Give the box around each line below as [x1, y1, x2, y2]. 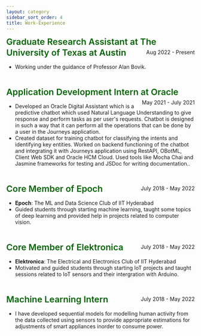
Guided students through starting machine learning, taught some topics [14, 206, 191, 213]
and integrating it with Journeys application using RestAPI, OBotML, [14, 148, 182, 155]
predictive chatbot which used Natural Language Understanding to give [14, 109, 191, 116]
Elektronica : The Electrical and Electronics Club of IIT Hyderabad [14, 258, 176, 265]
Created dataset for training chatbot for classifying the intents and [14, 134, 178, 142]
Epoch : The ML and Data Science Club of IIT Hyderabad [14, 199, 154, 207]
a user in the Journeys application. [14, 128, 100, 136]
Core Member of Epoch [6, 184, 103, 195]
